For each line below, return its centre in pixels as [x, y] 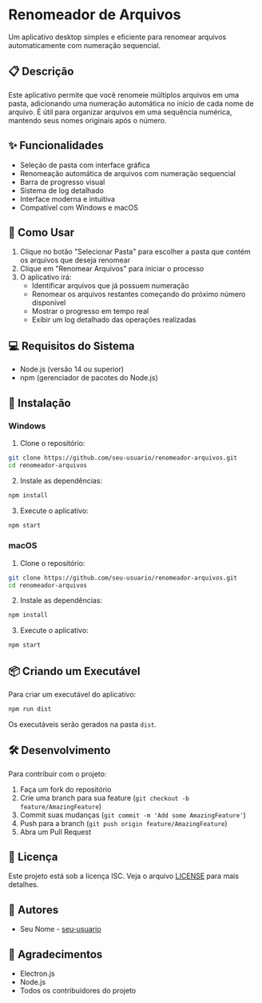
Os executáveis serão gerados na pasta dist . [83, 724]
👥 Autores [34, 910]
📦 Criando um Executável [75, 671]
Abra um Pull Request [56, 832]
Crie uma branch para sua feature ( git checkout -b [104, 797]
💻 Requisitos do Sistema [71, 346]
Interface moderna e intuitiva [67, 199]
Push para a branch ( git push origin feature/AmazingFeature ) [123, 823]
